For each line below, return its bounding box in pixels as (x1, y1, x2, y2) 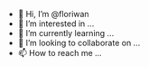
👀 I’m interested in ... (17, 18, 95, 29)
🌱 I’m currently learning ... (17, 28, 115, 38)
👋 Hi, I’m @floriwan (17, 9, 89, 19)
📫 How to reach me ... (17, 48, 102, 58)
